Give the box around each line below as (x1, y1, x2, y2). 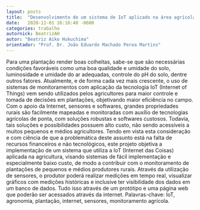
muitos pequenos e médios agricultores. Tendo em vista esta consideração (6, 127, 191, 134)
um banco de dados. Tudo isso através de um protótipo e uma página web (6, 184, 189, 192)
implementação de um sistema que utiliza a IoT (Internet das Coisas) (6, 146, 174, 153)
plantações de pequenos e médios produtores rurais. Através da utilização (6, 165, 189, 173)
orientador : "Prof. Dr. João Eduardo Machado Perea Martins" (6, 42, 161, 48)
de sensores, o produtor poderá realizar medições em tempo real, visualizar (6, 172, 192, 179)
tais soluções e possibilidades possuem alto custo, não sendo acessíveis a (6, 121, 189, 128)
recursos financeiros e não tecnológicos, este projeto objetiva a (6, 140, 162, 148)
